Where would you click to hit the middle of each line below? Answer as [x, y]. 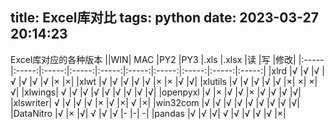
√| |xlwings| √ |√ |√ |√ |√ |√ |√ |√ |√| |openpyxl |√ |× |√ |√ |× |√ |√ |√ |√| [156, 92]
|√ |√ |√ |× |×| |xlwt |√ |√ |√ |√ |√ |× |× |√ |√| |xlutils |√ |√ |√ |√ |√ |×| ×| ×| [168, 81]
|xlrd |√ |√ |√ [294, 70]
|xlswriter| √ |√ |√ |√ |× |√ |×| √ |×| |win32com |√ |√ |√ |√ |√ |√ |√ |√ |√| [155, 102]
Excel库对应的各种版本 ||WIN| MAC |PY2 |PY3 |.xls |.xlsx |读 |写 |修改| [153, 59]
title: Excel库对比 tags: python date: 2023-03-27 [164, 18]
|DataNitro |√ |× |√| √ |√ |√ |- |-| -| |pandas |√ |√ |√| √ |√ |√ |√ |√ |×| [148, 113]
